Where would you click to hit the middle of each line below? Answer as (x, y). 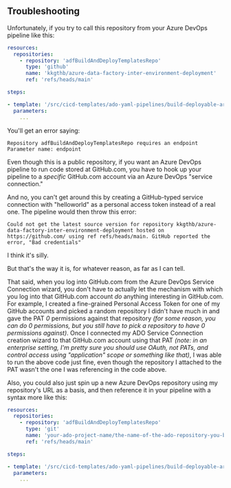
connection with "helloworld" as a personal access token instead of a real (111, 204)
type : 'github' (47, 67)
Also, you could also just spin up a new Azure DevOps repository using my (112, 382)
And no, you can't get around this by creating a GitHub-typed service (105, 197)
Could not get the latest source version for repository (90, 224)
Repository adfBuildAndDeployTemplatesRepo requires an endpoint (102, 143)
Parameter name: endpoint (44, 149)
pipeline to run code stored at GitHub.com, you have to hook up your (104, 169)
